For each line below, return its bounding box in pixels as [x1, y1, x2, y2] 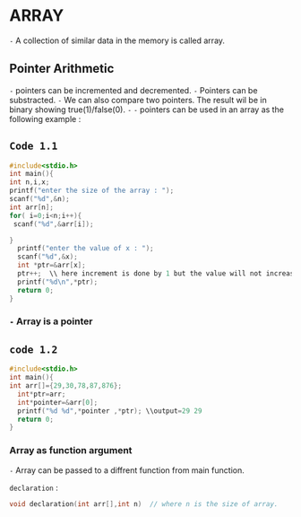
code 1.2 [9, 343, 58, 355]
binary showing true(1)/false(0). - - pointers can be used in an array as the [9, 104, 285, 115]
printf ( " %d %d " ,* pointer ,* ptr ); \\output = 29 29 [17, 406, 202, 416]
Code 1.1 [9, 140, 58, 153]
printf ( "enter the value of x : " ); [17, 244, 154, 253]
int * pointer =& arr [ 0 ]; [17, 398, 99, 407]
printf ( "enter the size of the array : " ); [9, 186, 175, 196]
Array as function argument [9, 444, 133, 457]
